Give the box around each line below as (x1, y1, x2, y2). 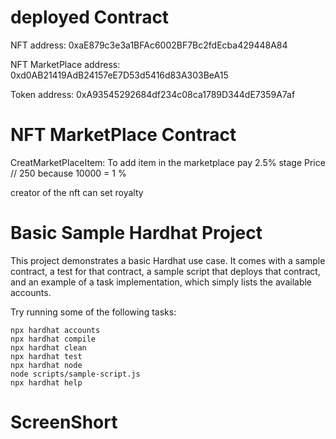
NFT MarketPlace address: (10, 58, 121, 70)
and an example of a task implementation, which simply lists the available (10, 276, 313, 288)
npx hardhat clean (10, 342, 87, 353)
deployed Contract (10, 6, 170, 29)
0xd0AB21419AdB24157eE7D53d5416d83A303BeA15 (10, 69, 229, 81)
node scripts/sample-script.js (10, 369, 141, 379)
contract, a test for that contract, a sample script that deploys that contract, (10, 265, 321, 277)
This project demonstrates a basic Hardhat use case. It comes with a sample (10, 254, 326, 266)
